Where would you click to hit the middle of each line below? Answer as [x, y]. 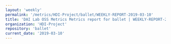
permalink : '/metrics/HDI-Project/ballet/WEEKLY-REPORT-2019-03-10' [79, 15]
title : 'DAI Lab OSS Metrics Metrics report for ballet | [68, 19]
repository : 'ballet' [28, 29]
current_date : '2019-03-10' [35, 33]
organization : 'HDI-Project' [36, 24]
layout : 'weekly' [24, 10]
